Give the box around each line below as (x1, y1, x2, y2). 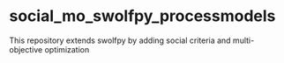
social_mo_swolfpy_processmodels (9, 6, 276, 26)
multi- (232, 35, 255, 45)
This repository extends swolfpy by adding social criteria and (9, 35, 231, 45)
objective (9, 44, 43, 54)
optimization (44, 44, 90, 54)
